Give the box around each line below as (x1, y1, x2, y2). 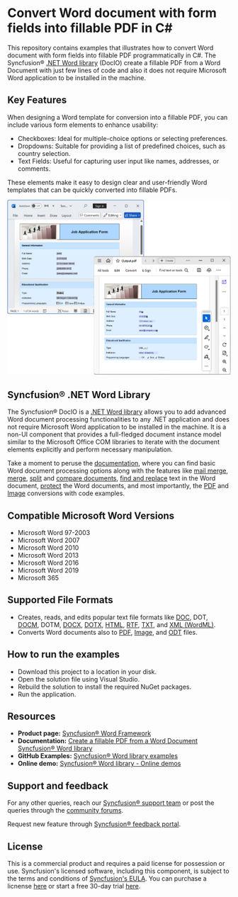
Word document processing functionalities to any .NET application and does (7, 415, 230, 424)
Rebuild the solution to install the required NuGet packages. (17, 682, 192, 691)
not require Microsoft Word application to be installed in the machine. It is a (7, 423, 227, 431)
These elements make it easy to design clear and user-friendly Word (7, 178, 208, 186)
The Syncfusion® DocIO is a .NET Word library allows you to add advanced (7, 407, 227, 416)
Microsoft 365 (17, 573, 59, 582)
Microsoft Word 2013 (17, 551, 79, 559)
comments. (17, 164, 51, 173)
